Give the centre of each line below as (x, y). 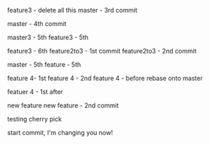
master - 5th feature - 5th (44, 65)
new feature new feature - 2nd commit (63, 105)
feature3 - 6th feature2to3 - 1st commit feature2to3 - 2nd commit (102, 51)
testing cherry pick (34, 119)
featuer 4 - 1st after (35, 92)
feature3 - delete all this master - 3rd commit (72, 10)
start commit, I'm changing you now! (60, 132)
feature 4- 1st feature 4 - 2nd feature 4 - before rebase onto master (105, 78)
